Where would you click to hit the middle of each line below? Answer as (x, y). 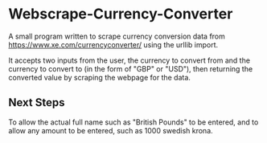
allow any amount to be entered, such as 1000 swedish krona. (111, 130)
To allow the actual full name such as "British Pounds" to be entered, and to (133, 122)
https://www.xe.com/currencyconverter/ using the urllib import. (113, 44)
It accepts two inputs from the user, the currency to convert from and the (129, 60)
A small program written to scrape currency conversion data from (117, 36)
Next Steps (37, 102)
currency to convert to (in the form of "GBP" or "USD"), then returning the (131, 68)
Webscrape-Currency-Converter (121, 14)
